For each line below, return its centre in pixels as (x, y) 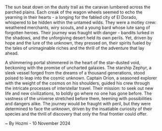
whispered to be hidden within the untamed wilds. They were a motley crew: (81, 22)
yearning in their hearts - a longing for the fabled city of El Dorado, (71, 17)
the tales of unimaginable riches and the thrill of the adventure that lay (75, 48)
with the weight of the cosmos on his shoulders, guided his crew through (77, 83)
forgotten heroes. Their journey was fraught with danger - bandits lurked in (80, 33)
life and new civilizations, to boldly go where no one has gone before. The (78, 93)
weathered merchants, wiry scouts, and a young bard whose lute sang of (78, 28)
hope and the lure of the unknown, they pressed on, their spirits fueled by (78, 43)
